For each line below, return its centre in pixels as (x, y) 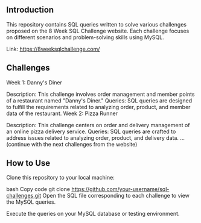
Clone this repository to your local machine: (60, 178)
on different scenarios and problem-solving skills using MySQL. (85, 37)
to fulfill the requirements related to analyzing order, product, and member (98, 107)
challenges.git (24, 196)
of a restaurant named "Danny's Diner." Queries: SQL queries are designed (99, 100)
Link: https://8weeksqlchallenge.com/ (53, 49)
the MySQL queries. (31, 202)
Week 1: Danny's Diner (34, 82)
